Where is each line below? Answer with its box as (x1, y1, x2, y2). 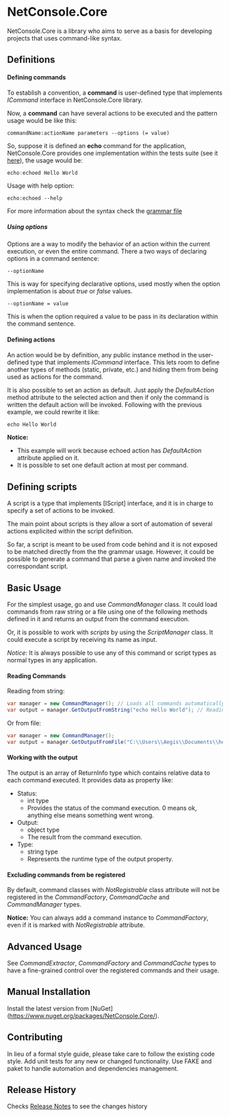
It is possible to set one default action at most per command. (16, 461, 188, 470)
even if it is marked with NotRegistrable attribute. (7, 921, 145, 929)
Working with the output (7, 754, 78, 762)
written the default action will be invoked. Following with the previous (7, 400, 202, 409)
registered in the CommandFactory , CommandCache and (7, 893, 170, 902)
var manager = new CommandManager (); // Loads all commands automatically (7, 700, 225, 707)
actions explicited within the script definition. (7, 527, 133, 536)
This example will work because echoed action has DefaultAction (16, 446, 202, 455)
